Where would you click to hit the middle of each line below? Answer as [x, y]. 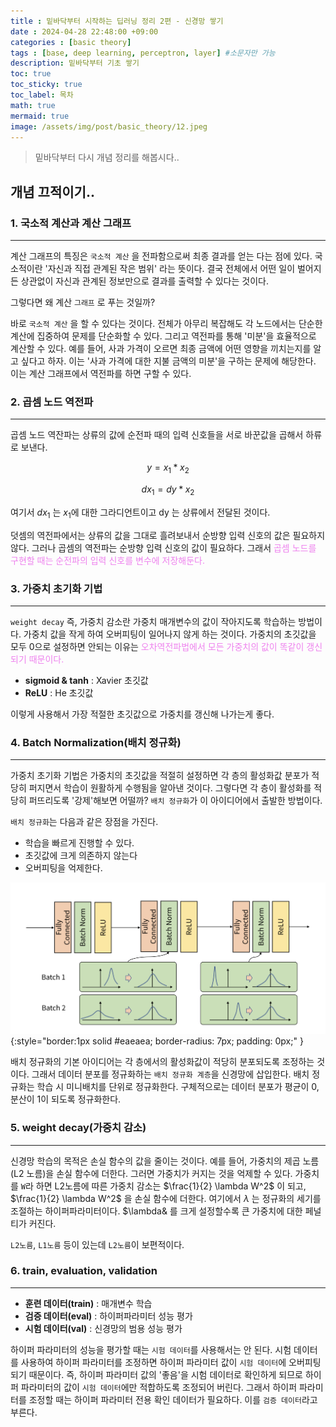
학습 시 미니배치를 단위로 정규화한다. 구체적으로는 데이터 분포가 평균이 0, [178, 1087]
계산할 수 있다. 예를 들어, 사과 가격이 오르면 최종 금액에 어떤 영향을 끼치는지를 [161, 349]
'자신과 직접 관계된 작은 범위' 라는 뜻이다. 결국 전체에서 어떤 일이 [170, 269]
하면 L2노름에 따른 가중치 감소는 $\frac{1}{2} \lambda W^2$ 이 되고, [171, 1186]
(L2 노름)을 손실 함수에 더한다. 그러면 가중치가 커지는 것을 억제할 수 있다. [151, 1173]
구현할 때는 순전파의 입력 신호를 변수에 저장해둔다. [108, 560]
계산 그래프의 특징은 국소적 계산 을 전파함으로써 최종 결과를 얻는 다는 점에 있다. [161, 256]
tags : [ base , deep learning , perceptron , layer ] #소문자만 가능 [143, 53]
